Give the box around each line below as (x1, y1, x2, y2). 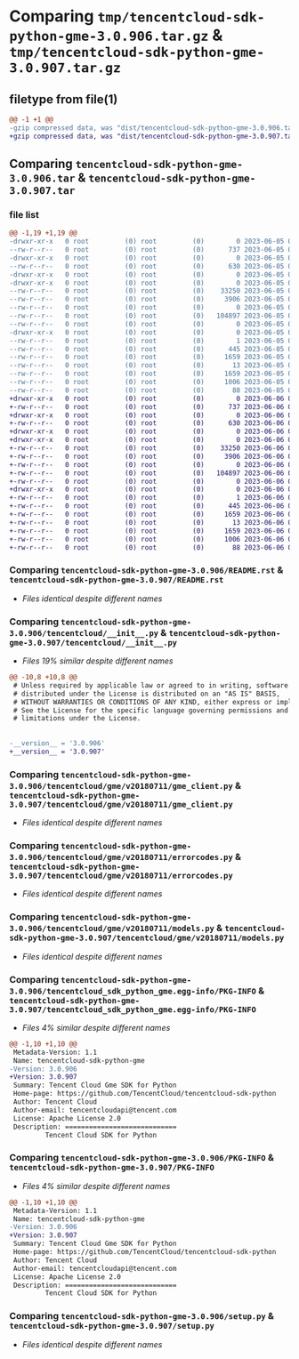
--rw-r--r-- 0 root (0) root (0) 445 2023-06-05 (9, 344, 285, 353)
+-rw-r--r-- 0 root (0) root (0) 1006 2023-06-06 (9, 535, 285, 543)
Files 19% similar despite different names (21, 655, 174, 666)
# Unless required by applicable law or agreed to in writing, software (12, 680, 289, 690)
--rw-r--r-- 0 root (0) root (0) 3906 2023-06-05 (9, 295, 285, 304)
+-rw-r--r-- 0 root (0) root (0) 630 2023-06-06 (9, 419, 285, 428)
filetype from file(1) (9, 92, 118, 107)
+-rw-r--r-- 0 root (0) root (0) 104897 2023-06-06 (9, 469, 285, 478)
